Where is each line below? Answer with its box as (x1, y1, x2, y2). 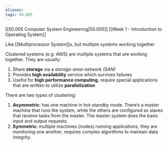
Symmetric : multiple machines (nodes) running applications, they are (12, 123, 158, 129)
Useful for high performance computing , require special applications (12, 77, 158, 83)
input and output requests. (12, 118, 68, 124)
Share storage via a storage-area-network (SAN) (12, 66, 116, 72)
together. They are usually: (5, 56, 61, 62)
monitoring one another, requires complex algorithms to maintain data (12, 128, 158, 134)
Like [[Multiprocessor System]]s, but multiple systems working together (5, 41, 155, 47)
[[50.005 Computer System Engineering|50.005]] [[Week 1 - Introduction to (5, 26, 162, 32)
